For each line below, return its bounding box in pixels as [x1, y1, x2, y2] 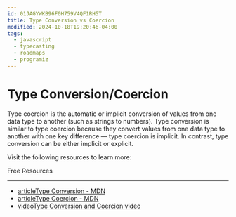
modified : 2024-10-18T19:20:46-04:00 [7, 23, 118, 30]
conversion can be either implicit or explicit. [7, 139, 133, 147]
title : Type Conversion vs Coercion [7, 17, 114, 24]
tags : [7, 29, 23, 37]
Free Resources [7, 166, 53, 175]
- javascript [13, 37, 52, 44]
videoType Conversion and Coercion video [17, 202, 141, 210]
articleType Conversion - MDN [17, 187, 106, 195]
